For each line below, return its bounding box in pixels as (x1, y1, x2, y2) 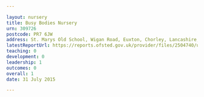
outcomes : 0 (6, 65, 36, 71)
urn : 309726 (6, 25, 36, 32)
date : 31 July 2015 (6, 76, 56, 82)
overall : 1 (6, 70, 34, 76)
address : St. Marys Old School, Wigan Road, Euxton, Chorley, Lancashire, (6, 37, 200, 43)
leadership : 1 (6, 59, 42, 65)
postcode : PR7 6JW (6, 31, 53, 37)
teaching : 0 (6, 48, 36, 55)
